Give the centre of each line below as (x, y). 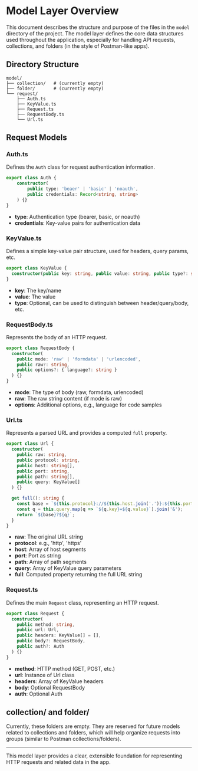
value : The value (35, 297)
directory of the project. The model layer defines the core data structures (95, 33)
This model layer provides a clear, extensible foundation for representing (94, 756)
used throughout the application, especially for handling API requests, (91, 40)
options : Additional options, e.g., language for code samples (88, 405)
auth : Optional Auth (39, 694)
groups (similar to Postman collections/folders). (64, 739)
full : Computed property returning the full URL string (78, 575)
